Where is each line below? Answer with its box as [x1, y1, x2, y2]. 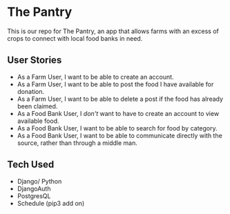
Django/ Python [17, 177, 62, 185]
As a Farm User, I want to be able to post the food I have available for [17, 80, 214, 88]
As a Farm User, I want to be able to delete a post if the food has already [17, 95, 223, 103]
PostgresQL [17, 191, 51, 200]
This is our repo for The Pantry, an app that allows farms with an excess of [7, 27, 219, 35]
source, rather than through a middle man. [17, 139, 138, 147]
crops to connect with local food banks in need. [7, 34, 143, 42]
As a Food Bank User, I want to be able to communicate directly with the [17, 131, 222, 139]
